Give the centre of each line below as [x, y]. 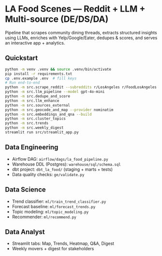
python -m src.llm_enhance [32, 101]
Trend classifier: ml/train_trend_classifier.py [59, 201]
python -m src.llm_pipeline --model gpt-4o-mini [55, 92]
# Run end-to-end [22, 83]
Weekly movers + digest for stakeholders [53, 249]
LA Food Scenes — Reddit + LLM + [75, 9]
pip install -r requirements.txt [39, 74]
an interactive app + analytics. [35, 43]
